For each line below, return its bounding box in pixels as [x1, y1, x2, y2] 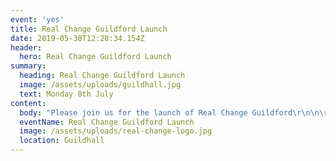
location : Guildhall [19, 136, 105, 146]
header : [10, 42, 43, 53]
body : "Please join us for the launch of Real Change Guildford [19, 107, 293, 118]
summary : [10, 61, 47, 71]
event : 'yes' [10, 14, 65, 25]
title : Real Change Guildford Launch [10, 24, 168, 34]
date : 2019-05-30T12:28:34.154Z [10, 33, 145, 43]
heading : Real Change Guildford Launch [19, 71, 186, 81]
